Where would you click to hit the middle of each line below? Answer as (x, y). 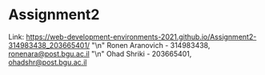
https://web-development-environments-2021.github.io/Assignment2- (141, 37)
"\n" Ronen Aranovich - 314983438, (151, 45)
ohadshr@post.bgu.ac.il (48, 62)
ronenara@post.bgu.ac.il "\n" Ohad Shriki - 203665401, (100, 53)
